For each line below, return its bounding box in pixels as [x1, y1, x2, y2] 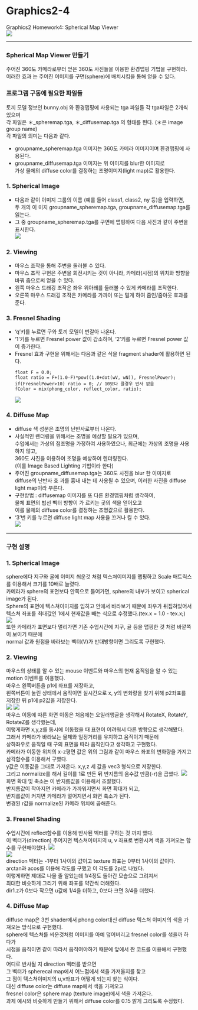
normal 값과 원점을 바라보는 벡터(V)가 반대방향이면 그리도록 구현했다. [6, 638, 166, 645]
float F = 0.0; [14, 369, 52, 376]
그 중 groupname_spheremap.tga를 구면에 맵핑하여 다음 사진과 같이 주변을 [14, 218, 189, 225]
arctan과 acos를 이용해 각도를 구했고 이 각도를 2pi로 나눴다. [6, 865, 144, 872]
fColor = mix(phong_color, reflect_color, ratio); [14, 386, 142, 392]
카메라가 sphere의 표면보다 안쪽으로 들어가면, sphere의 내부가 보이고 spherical [6, 587, 190, 595]
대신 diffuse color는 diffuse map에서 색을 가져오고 [6, 982, 124, 989]
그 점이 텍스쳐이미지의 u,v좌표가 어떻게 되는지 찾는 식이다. [6, 975, 140, 982]
